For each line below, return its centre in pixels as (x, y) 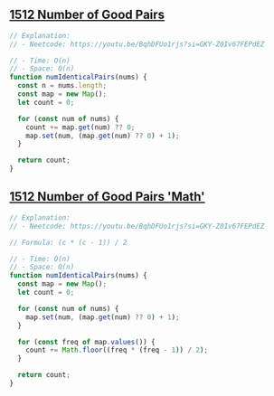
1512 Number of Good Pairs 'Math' (107, 197)
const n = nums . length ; (62, 86)
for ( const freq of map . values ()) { (86, 342)
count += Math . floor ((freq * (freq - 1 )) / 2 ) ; (117, 350)
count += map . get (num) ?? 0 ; (80, 127)
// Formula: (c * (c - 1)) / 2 (68, 242)
